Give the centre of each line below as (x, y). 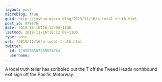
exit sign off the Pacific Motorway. (40, 75)
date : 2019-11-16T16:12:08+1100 (38, 28)
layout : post (18, 10)
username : (19, 55)
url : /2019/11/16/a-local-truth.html (44, 42)
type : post (16, 37)
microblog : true (22, 14)
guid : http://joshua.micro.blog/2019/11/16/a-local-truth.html (71, 19)
